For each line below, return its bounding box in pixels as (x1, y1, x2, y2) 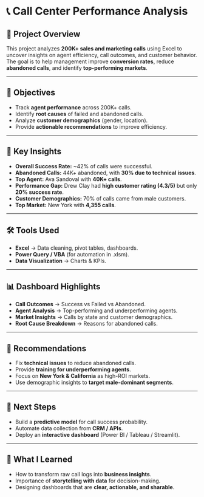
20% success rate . (15, 188, 64, 196)
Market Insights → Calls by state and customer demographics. (15, 314, 173, 321)
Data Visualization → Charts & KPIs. (15, 257, 106, 265)
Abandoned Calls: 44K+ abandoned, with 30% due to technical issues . (15, 169, 196, 176)
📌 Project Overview (6, 29, 81, 39)
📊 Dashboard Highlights (6, 281, 101, 292)
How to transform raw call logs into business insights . (15, 470, 152, 478)
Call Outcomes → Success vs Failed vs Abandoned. (15, 301, 146, 308)
